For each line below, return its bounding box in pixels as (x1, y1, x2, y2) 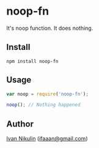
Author (6, 119, 34, 129)
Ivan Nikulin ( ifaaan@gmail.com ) (6, 135, 88, 143)
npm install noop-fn (6, 58, 59, 65)
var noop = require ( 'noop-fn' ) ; (6, 91, 89, 97)
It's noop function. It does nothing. (6, 24, 94, 32)
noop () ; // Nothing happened (6, 102, 81, 108)
